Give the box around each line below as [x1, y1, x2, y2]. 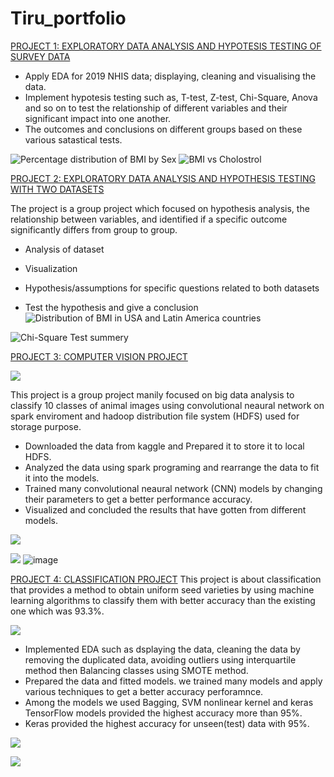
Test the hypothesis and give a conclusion [24, 301, 199, 313]
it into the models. [24, 472, 100, 484]
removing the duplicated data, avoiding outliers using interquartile [24, 653, 297, 666]
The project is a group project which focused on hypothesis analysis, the [10, 202, 310, 214]
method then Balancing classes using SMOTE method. [24, 664, 249, 676]
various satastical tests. [24, 133, 123, 146]
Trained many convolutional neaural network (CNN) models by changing [24, 482, 323, 494]
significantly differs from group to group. [10, 223, 178, 236]
